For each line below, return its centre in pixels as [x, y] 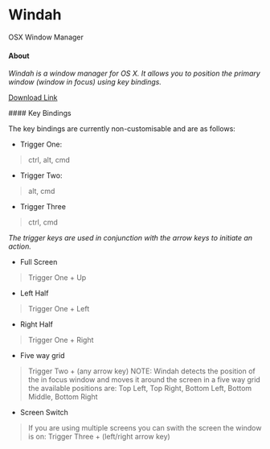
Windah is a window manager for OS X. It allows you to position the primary [135, 73]
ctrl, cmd [43, 222]
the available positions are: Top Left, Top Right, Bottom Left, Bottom [140, 389]
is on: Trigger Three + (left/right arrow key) [99, 437]
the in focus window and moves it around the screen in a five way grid [144, 380]
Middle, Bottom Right [63, 397]
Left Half [34, 293]
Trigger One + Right [61, 340]
